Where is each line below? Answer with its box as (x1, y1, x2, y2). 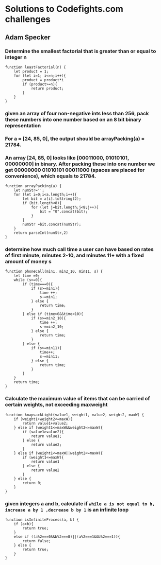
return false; (22, 538, 51, 543)
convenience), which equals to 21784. (5, 173, 96, 179)
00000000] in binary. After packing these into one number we (5, 160, 155, 167)
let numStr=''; (14, 188, 45, 193)
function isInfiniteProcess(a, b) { (5, 517, 79, 522)
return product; (31, 86, 64, 91)
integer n (5, 53, 27, 60)
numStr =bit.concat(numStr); (22, 222, 81, 227)
